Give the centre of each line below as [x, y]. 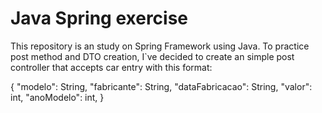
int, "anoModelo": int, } [57, 97]
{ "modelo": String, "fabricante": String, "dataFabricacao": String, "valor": [161, 86]
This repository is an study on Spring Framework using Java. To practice [160, 46]
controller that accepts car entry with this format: [111, 67]
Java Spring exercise [99, 18]
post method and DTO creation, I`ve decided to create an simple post [152, 56]
